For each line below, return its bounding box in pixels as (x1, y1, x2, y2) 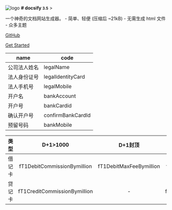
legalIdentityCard (44, 73, 85, 80)
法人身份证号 (8, 73, 39, 81)
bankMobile (44, 121, 73, 128)
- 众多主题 (5, 22, 27, 28)
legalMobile (44, 83, 72, 90)
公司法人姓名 (8, 64, 39, 71)
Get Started (5, 42, 30, 48)
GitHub (5, 32, 20, 38)
